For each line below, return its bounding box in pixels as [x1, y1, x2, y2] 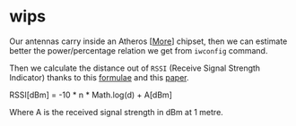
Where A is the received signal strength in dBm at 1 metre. [9, 106, 224, 117]
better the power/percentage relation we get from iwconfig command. [9, 45, 268, 55]
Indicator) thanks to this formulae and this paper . [9, 71, 190, 82]
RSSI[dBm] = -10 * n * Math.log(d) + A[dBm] [9, 89, 173, 100]
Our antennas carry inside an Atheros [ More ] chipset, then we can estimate [9, 36, 288, 46]
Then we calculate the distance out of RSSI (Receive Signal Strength [9, 63, 261, 73]
